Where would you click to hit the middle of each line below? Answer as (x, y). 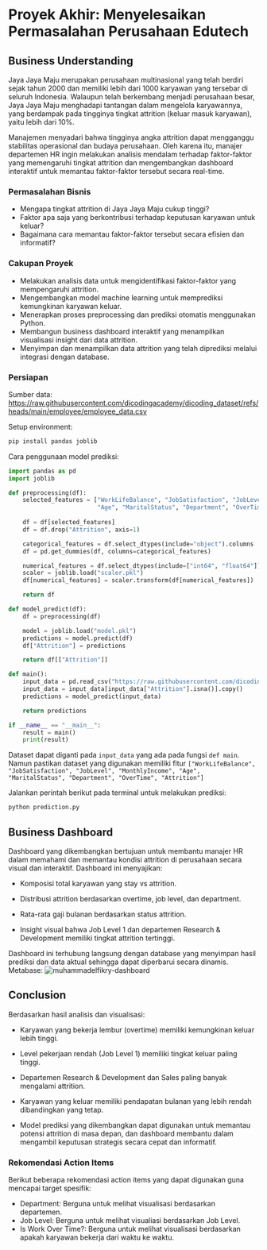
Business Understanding (71, 61)
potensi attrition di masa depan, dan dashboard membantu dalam (127, 1133)
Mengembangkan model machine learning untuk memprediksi (121, 297)
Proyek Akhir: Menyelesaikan (107, 15)
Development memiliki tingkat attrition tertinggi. (97, 938)
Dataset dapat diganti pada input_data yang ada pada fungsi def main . (124, 755)
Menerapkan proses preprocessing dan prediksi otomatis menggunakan (137, 314)
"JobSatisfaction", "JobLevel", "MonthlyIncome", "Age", (104, 771)
